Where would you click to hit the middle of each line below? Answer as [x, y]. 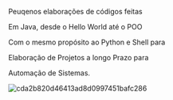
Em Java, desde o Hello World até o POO [75, 27]
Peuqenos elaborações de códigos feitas [75, 12]
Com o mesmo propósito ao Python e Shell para [87, 42]
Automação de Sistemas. [49, 73]
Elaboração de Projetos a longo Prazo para [79, 58]
